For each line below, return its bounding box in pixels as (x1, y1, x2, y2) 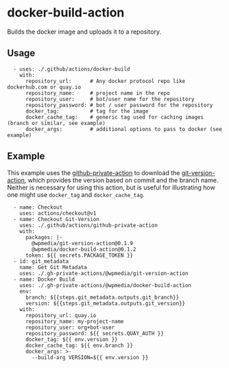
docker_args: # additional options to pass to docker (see (25, 126, 223, 133)
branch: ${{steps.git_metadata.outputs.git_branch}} (25, 294, 180, 301)
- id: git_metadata (13, 257, 69, 265)
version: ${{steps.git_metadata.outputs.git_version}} (25, 300, 186, 307)
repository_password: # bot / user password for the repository (25, 102, 213, 108)
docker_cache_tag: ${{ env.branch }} (25, 342, 134, 349)
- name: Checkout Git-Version (13, 216, 99, 222)
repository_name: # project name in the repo (25, 89, 170, 97)
